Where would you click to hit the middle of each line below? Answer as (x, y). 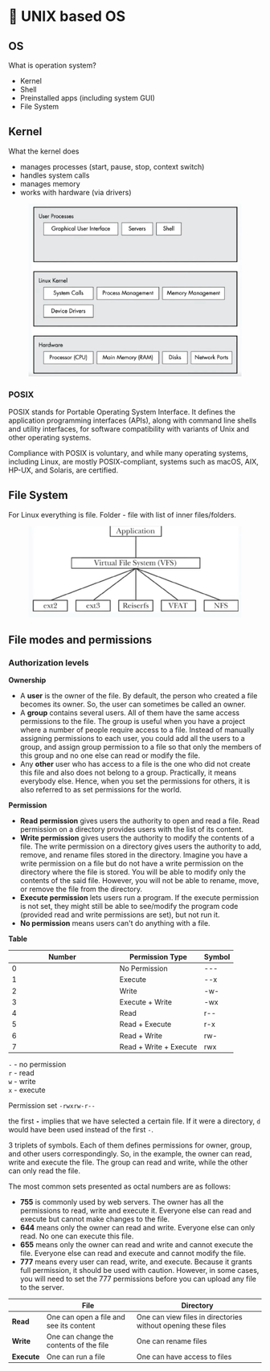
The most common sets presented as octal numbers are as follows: (120, 1187)
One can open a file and (86, 1317)
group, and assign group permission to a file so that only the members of (141, 747)
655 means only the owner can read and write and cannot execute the (137, 1245)
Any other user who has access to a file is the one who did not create (135, 764)
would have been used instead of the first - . (81, 1130)
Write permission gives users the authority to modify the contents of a (137, 838)
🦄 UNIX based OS (67, 16)
